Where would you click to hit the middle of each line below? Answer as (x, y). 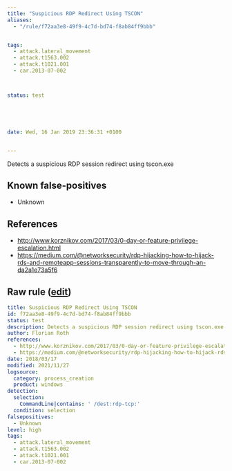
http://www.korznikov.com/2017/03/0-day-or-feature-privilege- (108, 241)
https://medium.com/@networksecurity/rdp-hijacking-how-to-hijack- (116, 255)
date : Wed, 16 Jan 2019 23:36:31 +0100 (65, 132)
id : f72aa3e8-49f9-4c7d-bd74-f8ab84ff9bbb (69, 314)
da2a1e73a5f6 (37, 270)
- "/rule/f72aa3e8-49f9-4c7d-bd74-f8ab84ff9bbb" (85, 26)
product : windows (38, 385)
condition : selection (45, 410)
